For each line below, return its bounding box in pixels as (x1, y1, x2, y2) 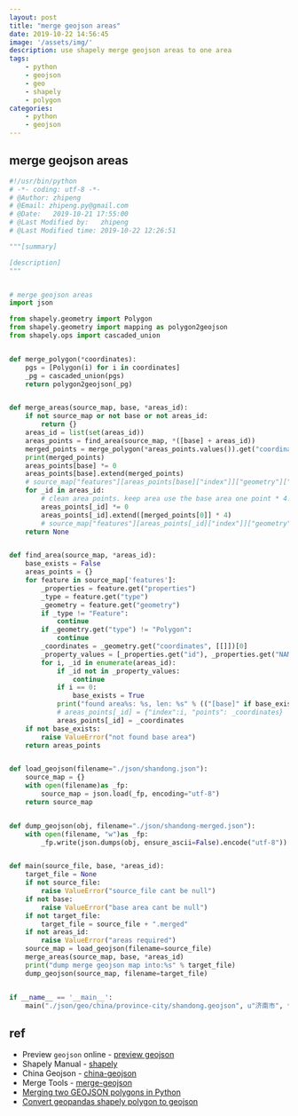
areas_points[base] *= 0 (25, 461, 117, 471)
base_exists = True (72, 692, 145, 700)
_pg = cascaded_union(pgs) (25, 371, 125, 380)
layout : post (9, 12, 58, 22)
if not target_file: (25, 911, 101, 920)
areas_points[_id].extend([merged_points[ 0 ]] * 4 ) (41, 511, 232, 519)
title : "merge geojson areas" (9, 21, 122, 30)
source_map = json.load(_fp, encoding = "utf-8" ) (41, 789, 220, 799)
